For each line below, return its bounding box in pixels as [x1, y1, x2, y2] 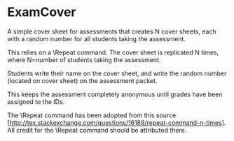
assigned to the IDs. [7, 97, 65, 105]
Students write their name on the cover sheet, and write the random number [7, 69, 227, 77]
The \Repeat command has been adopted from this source [7, 111, 177, 119]
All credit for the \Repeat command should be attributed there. [7, 126, 187, 134]
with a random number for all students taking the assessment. [7, 34, 186, 43]
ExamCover [7, 4, 76, 20]
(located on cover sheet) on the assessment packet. [7, 76, 158, 84]
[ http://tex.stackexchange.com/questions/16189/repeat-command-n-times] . [7, 118, 226, 126]
